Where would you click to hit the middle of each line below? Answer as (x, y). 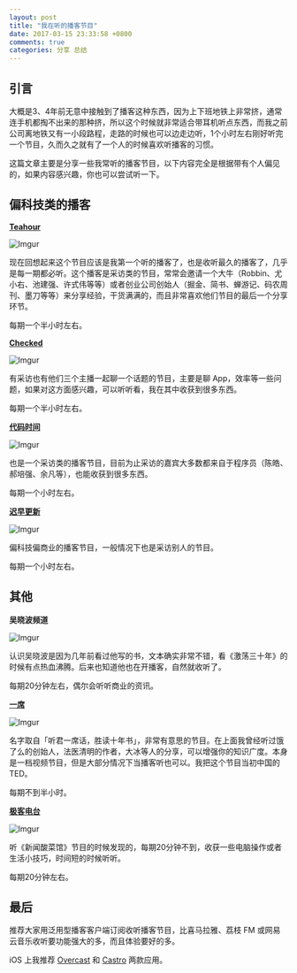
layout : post (33, 17)
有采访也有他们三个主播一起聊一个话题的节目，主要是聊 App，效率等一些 (141, 378)
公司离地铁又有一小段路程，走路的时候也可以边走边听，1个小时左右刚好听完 (146, 133)
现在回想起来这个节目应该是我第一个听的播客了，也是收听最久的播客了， (141, 262)
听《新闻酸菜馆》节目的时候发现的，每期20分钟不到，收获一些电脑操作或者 (146, 847)
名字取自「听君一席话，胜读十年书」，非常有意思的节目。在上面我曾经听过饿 (147, 740)
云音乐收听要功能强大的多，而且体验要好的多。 (94, 941)
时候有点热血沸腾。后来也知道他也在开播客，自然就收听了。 (118, 667)
